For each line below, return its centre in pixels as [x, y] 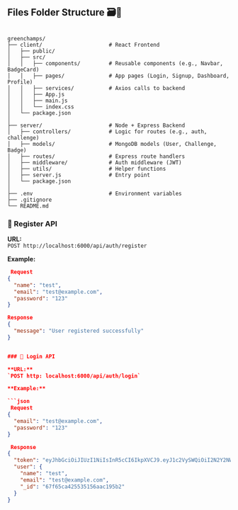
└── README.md [28, 206]
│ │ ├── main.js [38, 101]
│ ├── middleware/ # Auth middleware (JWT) [95, 162]
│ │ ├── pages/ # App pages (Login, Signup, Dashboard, [119, 76]
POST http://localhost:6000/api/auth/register [77, 246]
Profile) [20, 82]
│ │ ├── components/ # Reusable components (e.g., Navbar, [115, 63]
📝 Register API [33, 224]
